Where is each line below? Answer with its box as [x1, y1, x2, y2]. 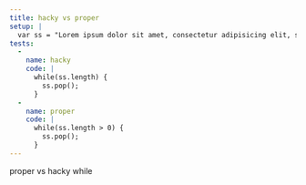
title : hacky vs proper [9, 13, 100, 23]
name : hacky [25, 56, 71, 65]
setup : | [9, 22, 43, 31]
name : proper [25, 107, 76, 116]
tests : [9, 38, 35, 48]
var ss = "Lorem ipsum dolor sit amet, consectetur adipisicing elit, [17, 30, 291, 39]
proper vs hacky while [9, 165, 93, 176]
